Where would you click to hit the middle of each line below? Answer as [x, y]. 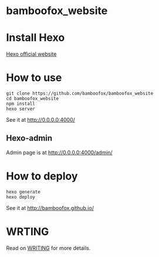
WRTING [28, 232]
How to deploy [42, 176]
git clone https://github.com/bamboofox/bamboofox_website [80, 94]
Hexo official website [31, 54]
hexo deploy [21, 197]
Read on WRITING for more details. [48, 248]
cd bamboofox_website [33, 99]
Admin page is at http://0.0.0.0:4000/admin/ [59, 152]
